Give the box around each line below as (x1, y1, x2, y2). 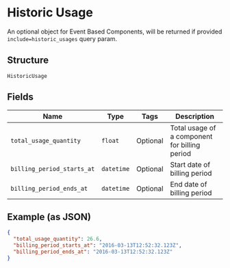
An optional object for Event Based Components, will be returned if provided (7, 27, 222, 36)
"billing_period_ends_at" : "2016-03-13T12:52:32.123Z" (13, 248, 173, 255)
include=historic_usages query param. (7, 34, 118, 42)
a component (170, 131, 213, 141)
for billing (170, 140, 201, 150)
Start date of (170, 159, 211, 169)
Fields (7, 91, 34, 103)
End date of (170, 179, 207, 189)
